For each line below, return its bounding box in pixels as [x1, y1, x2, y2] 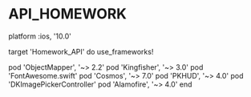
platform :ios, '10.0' [8, 31, 72, 41]
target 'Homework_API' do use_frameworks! [8, 46, 154, 56]
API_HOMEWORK [8, 5, 127, 23]
